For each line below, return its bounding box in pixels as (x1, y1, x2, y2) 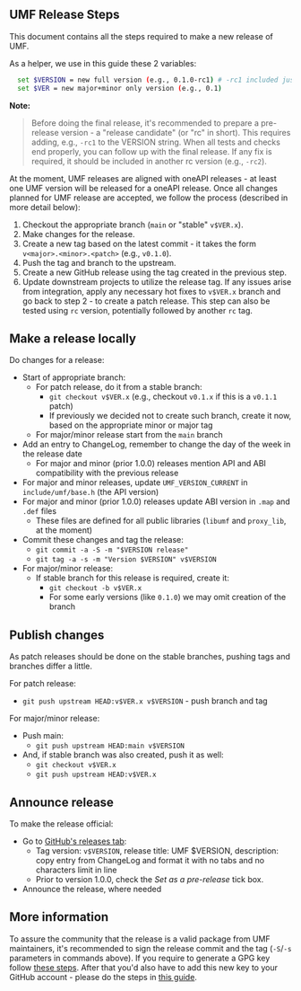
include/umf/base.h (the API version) (21, 487, 159, 498)
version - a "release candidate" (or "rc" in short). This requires (61, 127, 291, 137)
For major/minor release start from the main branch (35, 429, 223, 440)
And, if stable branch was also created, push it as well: (21, 749, 224, 760)
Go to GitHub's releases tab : (21, 836, 127, 846)
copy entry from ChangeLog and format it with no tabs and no (35, 855, 265, 865)
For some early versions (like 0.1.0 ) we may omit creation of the (48, 592, 287, 603)
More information (9, 909, 109, 925)
